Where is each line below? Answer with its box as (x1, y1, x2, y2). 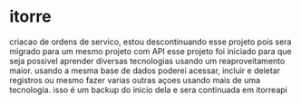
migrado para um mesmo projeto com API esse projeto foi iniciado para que (9, 45, 292, 56)
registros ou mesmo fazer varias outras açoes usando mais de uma (9, 74, 261, 85)
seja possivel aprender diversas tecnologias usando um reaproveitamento (9, 55, 286, 66)
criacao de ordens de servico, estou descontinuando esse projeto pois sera (9, 36, 292, 47)
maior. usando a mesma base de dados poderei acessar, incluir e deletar (9, 65, 281, 76)
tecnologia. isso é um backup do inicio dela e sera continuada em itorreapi (9, 84, 287, 95)
